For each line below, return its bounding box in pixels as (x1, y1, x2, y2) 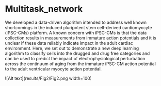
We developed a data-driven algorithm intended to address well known (5, 19, 147, 25)
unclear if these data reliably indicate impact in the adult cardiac (5, 40, 133, 46)
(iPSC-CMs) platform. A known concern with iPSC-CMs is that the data (5, 30, 147, 35)
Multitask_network (5, 3, 83, 15)
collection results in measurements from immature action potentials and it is (5, 35, 157, 41)
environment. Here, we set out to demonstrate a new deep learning (5, 45, 139, 51)
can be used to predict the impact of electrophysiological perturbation (5, 55, 145, 61)
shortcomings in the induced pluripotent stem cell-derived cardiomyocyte (5, 24, 152, 30)
